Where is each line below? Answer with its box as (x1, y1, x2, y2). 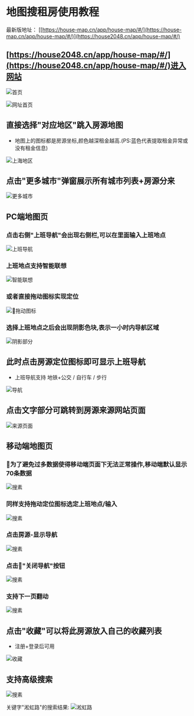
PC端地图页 (6, 211, 48, 222)
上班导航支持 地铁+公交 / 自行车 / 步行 (14, 373, 107, 380)
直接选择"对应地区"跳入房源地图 (6, 120, 124, 130)
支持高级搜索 (6, 674, 53, 684)
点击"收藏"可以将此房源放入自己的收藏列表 (6, 625, 162, 636)
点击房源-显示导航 (6, 531, 58, 539)
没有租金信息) (14, 144, 48, 151)
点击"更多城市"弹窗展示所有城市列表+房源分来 (6, 176, 175, 186)
